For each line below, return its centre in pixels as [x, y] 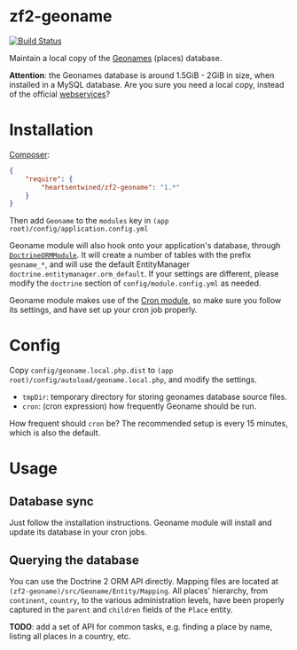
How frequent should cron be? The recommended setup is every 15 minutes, [148, 424]
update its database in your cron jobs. [78, 532]
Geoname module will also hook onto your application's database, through [145, 246]
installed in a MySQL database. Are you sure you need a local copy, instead [147, 84]
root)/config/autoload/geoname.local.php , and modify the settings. [133, 380]
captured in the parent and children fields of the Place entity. [121, 610]
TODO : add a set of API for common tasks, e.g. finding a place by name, [141, 627]
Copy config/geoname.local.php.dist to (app [91, 371]
